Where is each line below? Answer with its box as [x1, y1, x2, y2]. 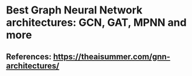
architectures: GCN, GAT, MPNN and [6, 16, 187, 29]
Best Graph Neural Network [6, 4, 143, 17]
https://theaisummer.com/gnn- [53, 51, 171, 61]
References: [6, 51, 52, 61]
